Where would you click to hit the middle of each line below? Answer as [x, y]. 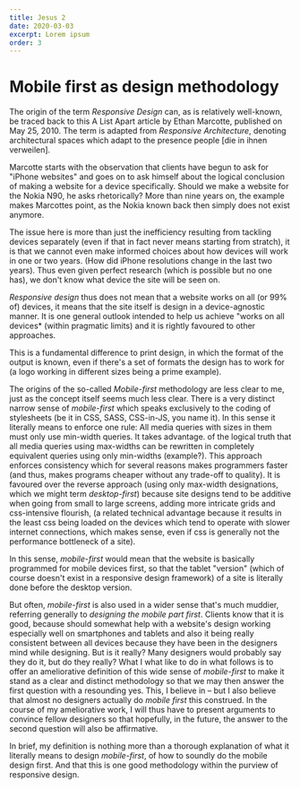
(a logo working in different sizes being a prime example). [116, 372]
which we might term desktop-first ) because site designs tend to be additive [150, 494]
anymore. [27, 215]
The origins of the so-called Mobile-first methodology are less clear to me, [147, 389]
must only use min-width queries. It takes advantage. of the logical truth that [150, 437]
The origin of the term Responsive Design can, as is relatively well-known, [146, 112]
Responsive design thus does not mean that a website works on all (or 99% [149, 298]
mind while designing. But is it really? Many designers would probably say [146, 653]
